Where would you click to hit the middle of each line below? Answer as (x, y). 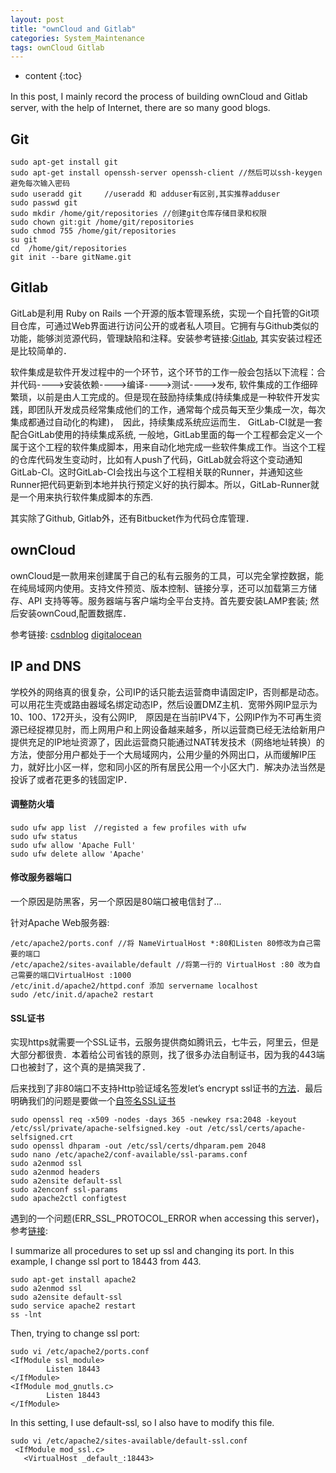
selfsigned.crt (42, 1137)
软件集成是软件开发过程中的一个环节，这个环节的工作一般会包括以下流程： (163, 372)
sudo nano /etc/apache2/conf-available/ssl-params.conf (129, 1155)
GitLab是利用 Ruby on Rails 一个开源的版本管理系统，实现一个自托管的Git (161, 313)
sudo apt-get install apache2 (73, 1280)
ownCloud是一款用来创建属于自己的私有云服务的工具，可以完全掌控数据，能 (167, 575)
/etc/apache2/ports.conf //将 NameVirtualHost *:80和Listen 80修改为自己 (162, 943)
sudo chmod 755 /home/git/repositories (93, 231)
